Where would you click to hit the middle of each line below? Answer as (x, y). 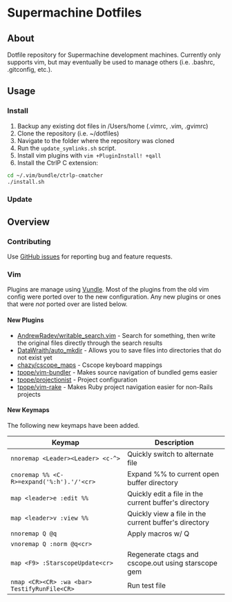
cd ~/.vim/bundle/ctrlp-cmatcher (55, 175)
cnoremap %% (30, 474)
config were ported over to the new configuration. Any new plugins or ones (114, 297)
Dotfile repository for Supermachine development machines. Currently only (114, 55)
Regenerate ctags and (163, 554)
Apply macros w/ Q (158, 534)
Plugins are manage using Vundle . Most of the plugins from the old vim (108, 290)
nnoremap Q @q (34, 533)
